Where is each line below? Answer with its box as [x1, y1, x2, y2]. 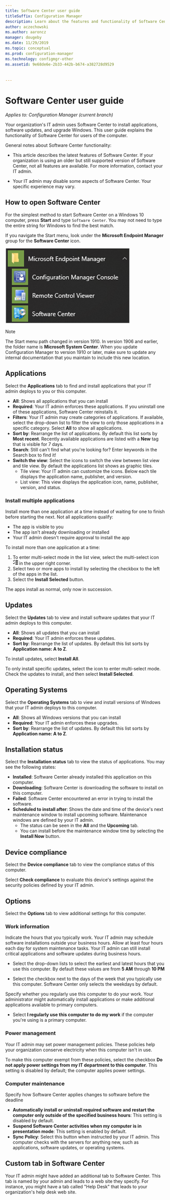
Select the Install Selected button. [12, 576, 84, 582]
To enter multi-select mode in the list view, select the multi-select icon [12, 554, 159, 560]
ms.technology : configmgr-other [5, 56, 73, 61]
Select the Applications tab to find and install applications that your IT [5, 382, 152, 388]
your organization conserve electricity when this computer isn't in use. [5, 1047, 152, 1053]
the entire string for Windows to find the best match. [5, 222, 114, 229]
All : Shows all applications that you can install [12, 398, 108, 404]
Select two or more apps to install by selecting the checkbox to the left [12, 565, 160, 571]
